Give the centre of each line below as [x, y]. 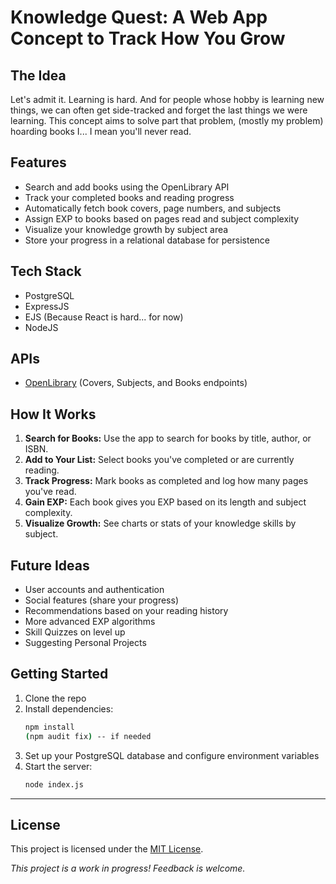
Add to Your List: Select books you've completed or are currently [159, 460]
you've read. [50, 492]
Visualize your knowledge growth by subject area [126, 229]
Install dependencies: [69, 708]
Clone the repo [55, 698]
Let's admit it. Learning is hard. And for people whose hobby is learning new [167, 99]
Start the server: [58, 766]
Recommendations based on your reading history [126, 611]
